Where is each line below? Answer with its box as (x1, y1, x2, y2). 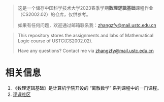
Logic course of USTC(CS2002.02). (17, 38, 93, 44)
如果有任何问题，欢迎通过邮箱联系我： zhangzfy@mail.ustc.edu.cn (17, 22, 156, 28)
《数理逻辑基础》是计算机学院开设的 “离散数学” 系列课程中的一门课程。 (12, 85, 162, 91)
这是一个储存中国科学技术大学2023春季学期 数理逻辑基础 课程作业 (17, 5, 154, 11)
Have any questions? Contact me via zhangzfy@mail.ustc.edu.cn (17, 48, 154, 54)
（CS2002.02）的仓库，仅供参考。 (17, 11, 91, 17)
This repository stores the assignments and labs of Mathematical (17, 33, 154, 38)
